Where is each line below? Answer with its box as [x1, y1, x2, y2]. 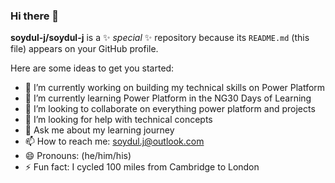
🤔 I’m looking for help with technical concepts [24, 114, 213, 126]
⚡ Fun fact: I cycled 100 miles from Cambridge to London [24, 161, 260, 173]
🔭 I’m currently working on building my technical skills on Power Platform [24, 82, 326, 94]
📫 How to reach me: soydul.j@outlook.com [24, 135, 205, 148]
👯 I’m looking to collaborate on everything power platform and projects [24, 103, 316, 115]
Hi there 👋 [10, 9, 60, 23]
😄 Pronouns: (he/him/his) [24, 150, 132, 162]
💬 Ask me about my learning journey [24, 124, 175, 136]
